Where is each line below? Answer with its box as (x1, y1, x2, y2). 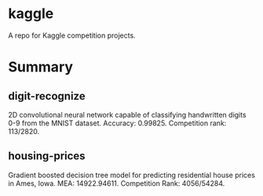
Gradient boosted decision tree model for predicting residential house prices (8, 170, 255, 180)
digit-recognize (8, 89, 86, 103)
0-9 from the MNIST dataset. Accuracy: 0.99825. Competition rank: (8, 118, 227, 128)
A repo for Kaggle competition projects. (8, 31, 136, 40)
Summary (8, 58, 73, 76)
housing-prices (8, 150, 86, 163)
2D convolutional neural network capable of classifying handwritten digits (8, 110, 247, 119)
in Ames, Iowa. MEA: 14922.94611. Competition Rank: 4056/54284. (8, 178, 225, 188)
